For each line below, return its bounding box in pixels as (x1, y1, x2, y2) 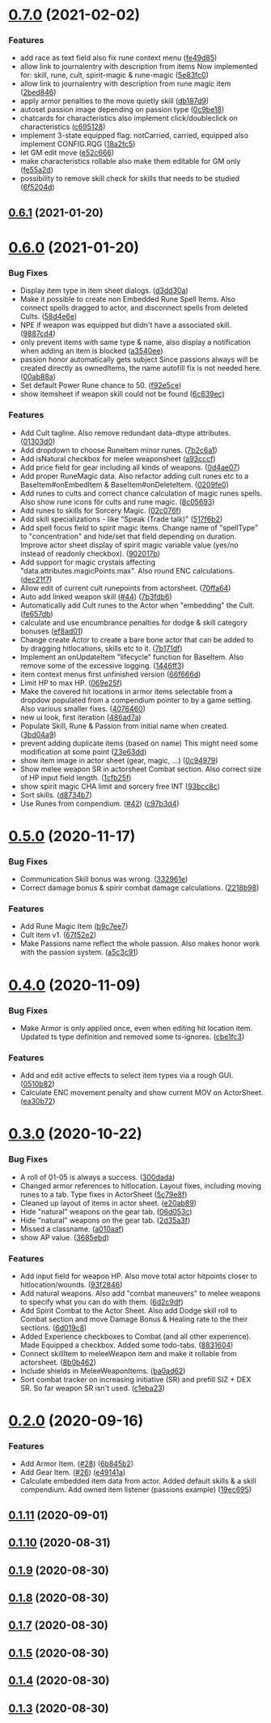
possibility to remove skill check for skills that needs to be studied (19, 174, 240, 183)
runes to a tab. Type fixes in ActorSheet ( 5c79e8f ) (19, 1189, 188, 1199)
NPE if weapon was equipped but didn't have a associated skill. (19, 320, 232, 330)
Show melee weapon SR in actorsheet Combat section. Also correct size (19, 764, 262, 774)
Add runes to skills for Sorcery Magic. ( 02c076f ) (19, 505, 182, 515)
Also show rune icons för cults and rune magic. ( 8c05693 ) (19, 496, 215, 506)
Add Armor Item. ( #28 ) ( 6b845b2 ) (19, 1459, 134, 1469)
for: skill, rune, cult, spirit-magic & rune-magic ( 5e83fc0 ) (19, 71, 209, 80)
